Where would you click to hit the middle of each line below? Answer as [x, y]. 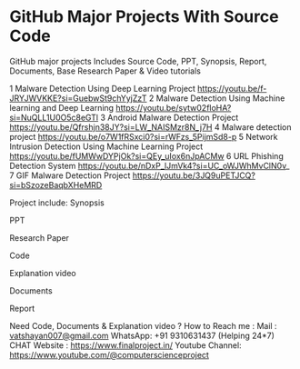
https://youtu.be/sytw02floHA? [174, 107]
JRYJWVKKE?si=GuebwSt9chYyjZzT [78, 98]
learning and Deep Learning [62, 107]
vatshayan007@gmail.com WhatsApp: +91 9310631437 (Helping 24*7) [142, 335]
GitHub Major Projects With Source [144, 17]
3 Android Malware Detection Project [169, 117]
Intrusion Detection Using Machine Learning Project [106, 146]
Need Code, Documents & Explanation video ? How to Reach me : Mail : [143, 325]
